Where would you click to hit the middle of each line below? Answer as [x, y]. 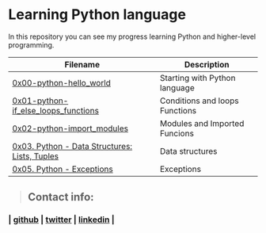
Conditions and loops [199, 101]
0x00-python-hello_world [61, 82]
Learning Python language [97, 15]
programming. [31, 44]
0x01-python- [40, 101]
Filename [82, 64]
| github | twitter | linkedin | [61, 220]
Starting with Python [198, 78]
